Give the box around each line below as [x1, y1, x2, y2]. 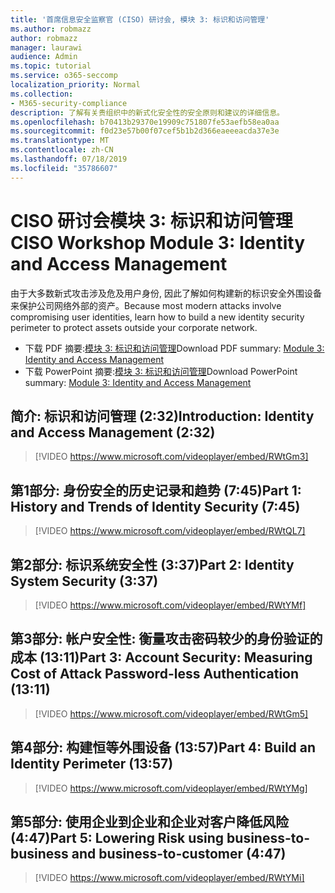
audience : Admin [10, 52, 78, 62]
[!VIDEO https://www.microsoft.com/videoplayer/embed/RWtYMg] [34, 782, 308, 794]
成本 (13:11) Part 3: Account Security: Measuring [10, 649, 313, 666]
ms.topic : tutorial [10, 61, 92, 71]
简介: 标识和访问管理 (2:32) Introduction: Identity [10, 407, 315, 425]
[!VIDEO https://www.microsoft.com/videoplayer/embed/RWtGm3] [34, 451, 309, 463]
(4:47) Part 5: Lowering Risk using [10, 830, 225, 847]
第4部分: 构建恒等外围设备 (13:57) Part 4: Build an [10, 739, 317, 756]
